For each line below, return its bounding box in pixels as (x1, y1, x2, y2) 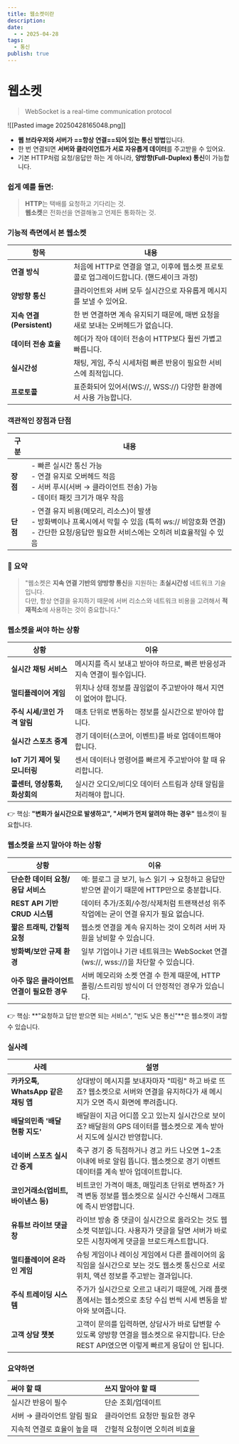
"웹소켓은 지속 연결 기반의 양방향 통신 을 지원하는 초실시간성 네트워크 (24, 578, 213, 587)
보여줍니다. (91, 1305, 127, 1315)
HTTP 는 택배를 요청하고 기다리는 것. (24, 199, 126, 208)
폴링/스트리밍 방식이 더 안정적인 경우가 (81, 981, 203, 991)
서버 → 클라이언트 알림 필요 (11, 1411, 98, 1421)
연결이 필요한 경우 (11, 986, 68, 996)
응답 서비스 (11, 885, 46, 895)
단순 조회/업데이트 (104, 1398, 162, 1408)
